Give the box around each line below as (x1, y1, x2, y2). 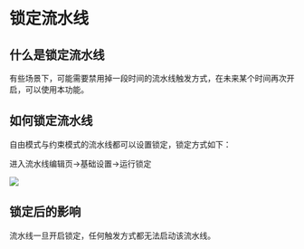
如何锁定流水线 (9, 113, 93, 129)
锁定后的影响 (9, 205, 81, 220)
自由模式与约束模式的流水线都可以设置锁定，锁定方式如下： (9, 139, 232, 149)
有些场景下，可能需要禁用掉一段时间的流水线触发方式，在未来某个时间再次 (9, 73, 287, 83)
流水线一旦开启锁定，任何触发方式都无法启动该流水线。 (9, 230, 215, 241)
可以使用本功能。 (24, 84, 89, 95)
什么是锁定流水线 (9, 47, 105, 62)
